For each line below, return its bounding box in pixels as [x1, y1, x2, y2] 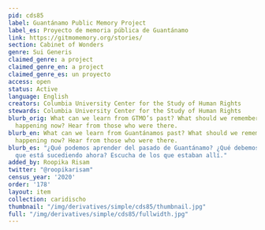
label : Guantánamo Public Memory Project [8, 19, 147, 27]
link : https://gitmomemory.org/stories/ [8, 33, 144, 42]
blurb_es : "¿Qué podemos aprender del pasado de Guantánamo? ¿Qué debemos [8, 144, 259, 152]
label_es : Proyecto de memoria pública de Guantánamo [8, 26, 189, 34]
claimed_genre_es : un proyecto [8, 70, 111, 78]
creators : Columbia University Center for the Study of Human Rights [8, 100, 242, 107]
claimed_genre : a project [8, 56, 93, 64]
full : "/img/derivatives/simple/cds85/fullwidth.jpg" [8, 210, 189, 218]
